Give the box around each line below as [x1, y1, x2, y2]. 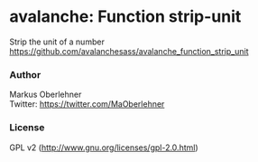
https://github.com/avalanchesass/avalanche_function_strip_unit [9, 45, 249, 56]
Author [9, 68, 41, 81]
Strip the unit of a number [9, 36, 106, 47]
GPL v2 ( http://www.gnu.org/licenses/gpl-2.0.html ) [9, 142, 198, 153]
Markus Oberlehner [9, 89, 82, 100]
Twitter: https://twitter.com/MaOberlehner [9, 99, 165, 110]
